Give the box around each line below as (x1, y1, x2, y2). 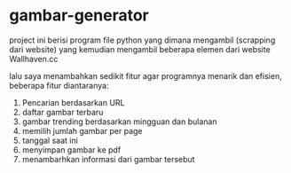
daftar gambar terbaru (21, 106, 104, 117)
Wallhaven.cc (9, 53, 59, 64)
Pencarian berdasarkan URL (21, 97, 126, 107)
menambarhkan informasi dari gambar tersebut (21, 153, 195, 164)
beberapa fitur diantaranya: (9, 80, 109, 90)
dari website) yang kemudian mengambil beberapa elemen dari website (9, 43, 271, 54)
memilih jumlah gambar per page (21, 125, 144, 136)
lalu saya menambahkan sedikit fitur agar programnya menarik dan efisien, (9, 70, 282, 81)
